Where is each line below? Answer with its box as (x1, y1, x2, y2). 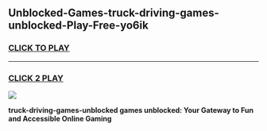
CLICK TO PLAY (8, 43, 70, 54)
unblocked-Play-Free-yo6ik (8, 19, 149, 33)
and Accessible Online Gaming (8, 114, 112, 123)
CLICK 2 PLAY (8, 72, 64, 83)
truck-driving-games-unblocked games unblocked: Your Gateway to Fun (8, 105, 254, 114)
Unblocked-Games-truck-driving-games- (8, 6, 220, 20)
